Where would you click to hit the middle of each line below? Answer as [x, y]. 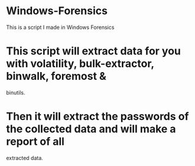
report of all [35, 141]
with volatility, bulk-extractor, [80, 64]
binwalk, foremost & [56, 77]
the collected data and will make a [91, 129]
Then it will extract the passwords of [97, 117]
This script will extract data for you [94, 51]
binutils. [16, 92]
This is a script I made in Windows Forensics [60, 27]
